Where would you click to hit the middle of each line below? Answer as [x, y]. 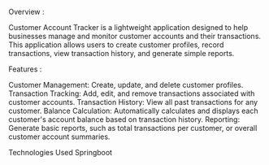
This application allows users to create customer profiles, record [116, 45]
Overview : [26, 12]
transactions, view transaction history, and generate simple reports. [121, 53]
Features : [25, 69]
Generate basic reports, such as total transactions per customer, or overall [133, 128]
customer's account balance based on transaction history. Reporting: [124, 119]
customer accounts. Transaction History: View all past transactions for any [133, 102]
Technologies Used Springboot [60, 152]
